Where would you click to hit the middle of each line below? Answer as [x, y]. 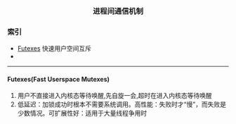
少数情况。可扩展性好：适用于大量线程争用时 [82, 113]
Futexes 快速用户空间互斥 [54, 49]
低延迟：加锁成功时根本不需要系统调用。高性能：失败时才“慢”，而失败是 [122, 104]
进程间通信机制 [118, 11]
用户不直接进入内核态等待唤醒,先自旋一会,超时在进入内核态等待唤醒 [114, 96]
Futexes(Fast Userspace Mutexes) [59, 79]
